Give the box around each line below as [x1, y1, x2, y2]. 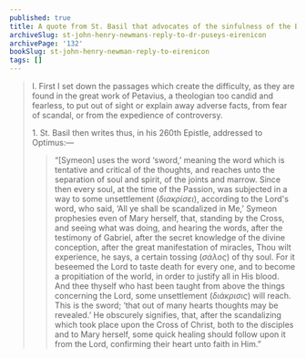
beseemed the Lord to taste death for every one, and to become [54, 261, 296, 271]
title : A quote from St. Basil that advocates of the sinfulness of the [9, 22, 291, 31]
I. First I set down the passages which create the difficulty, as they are [31, 81, 295, 91]
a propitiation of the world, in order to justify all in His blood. [54, 271, 280, 281]
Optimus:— [31, 138, 75, 148]
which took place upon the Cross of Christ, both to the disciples [54, 320, 294, 330]
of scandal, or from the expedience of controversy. [31, 110, 223, 120]
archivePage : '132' [9, 38, 84, 48]
